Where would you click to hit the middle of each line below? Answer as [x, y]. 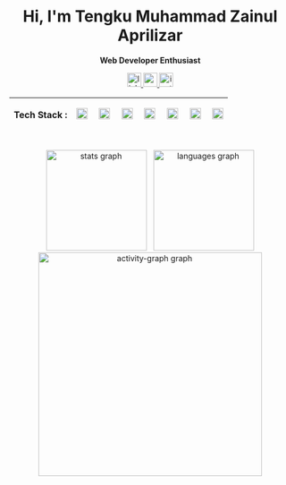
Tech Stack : [41, 115]
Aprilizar [150, 35]
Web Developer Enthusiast [150, 60]
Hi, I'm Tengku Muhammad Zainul [150, 17]
